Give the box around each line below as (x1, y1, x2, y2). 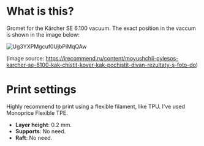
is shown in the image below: (6, 31, 80, 38)
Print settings (6, 82, 77, 97)
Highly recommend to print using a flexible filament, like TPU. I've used (6, 103, 186, 110)
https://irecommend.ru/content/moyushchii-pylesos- (45, 54, 179, 62)
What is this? (6, 4, 75, 18)
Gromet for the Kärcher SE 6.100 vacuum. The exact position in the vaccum (6, 24, 196, 32)
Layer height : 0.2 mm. (15, 121, 72, 128)
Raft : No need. (15, 134, 53, 141)
